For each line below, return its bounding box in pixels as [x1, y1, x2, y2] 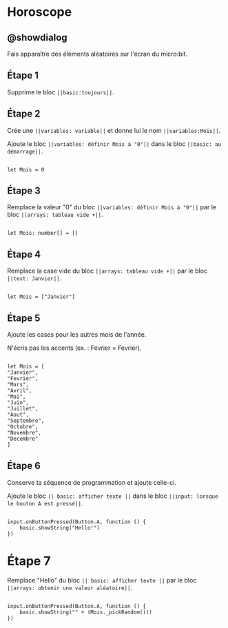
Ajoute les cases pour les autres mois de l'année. [7, 331, 147, 339]
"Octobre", [7, 423, 39, 430]
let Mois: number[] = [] [7, 230, 79, 237]
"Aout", [7, 411, 30, 419]
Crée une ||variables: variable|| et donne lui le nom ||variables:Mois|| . [7, 126, 221, 134]
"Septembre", [7, 417, 45, 424]
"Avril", [7, 387, 32, 395]
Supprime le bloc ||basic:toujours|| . [7, 87, 115, 96]
